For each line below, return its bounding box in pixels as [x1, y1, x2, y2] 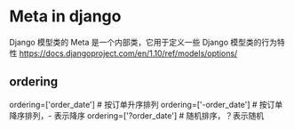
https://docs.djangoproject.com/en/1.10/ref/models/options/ [19, 47, 238, 59]
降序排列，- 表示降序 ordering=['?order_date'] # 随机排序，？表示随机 [9, 110, 265, 121]
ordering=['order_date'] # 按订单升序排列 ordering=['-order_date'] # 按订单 [9, 99, 283, 110]
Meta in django [9, 6, 122, 27]
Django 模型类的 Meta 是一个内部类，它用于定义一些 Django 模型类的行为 [9, 37, 278, 47]
